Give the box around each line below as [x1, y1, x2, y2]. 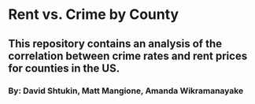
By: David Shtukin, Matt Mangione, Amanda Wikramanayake [8, 85, 244, 96]
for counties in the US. [8, 61, 120, 75]
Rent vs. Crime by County [8, 6, 179, 24]
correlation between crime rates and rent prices [8, 49, 248, 62]
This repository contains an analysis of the [8, 37, 223, 50]
